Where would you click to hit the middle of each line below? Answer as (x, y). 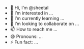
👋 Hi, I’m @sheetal (29, 8)
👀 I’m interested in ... (32, 13)
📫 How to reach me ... (34, 29)
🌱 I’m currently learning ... (37, 18)
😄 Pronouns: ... (26, 36)
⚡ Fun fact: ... (24, 42)
